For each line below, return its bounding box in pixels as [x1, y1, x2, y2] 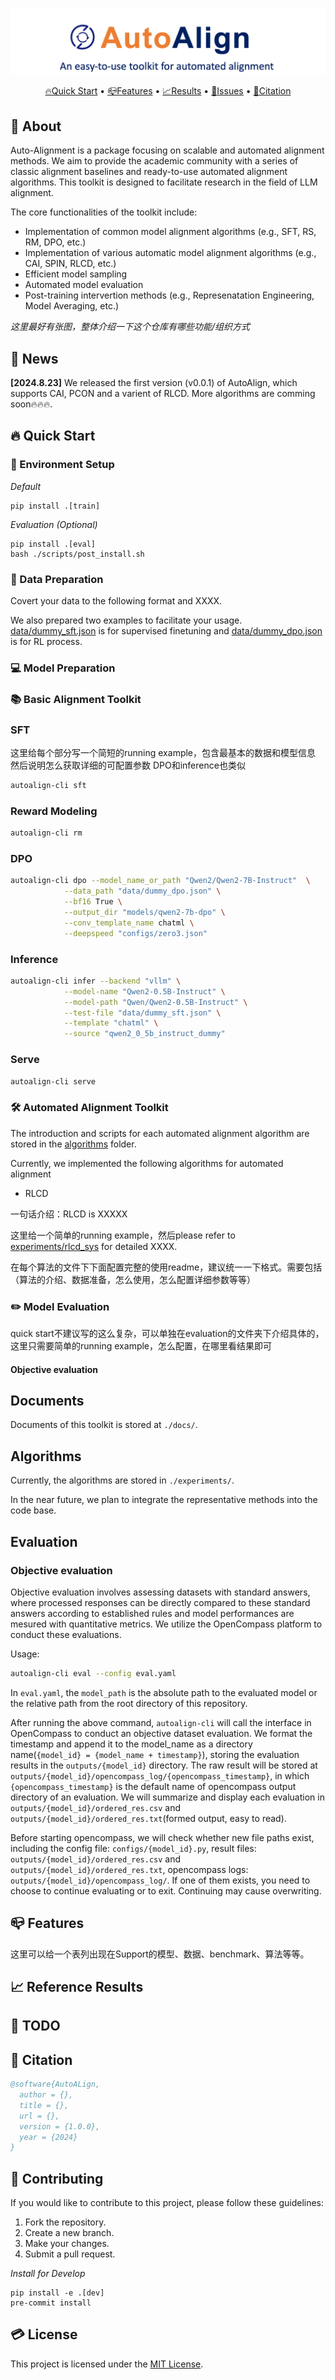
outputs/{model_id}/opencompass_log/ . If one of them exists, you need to [10, 1874, 311, 1886]
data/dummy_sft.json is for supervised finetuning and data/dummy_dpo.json [10, 624, 323, 637]
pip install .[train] [10, 501, 101, 511]
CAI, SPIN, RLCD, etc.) [24, 258, 117, 270]
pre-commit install [10, 2298, 92, 2308]
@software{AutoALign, [10, 2079, 101, 2090]
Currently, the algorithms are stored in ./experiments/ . [10, 1474, 235, 1487]
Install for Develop [10, 2268, 86, 2280]
